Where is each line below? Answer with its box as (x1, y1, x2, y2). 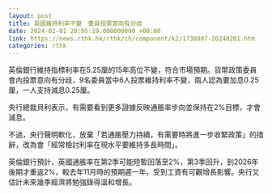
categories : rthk (8, 42, 67, 50)
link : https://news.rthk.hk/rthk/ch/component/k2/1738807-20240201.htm (8, 34, 255, 43)
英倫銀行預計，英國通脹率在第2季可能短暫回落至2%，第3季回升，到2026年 (8, 157, 259, 167)
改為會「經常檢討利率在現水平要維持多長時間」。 (22, 140, 182, 150)
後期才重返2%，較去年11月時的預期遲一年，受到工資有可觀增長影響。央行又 (8, 167, 260, 177)
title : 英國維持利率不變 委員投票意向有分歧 (8, 19, 143, 27)
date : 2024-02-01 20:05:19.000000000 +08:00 (8, 27, 161, 35)
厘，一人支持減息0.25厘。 (8, 86, 95, 95)
